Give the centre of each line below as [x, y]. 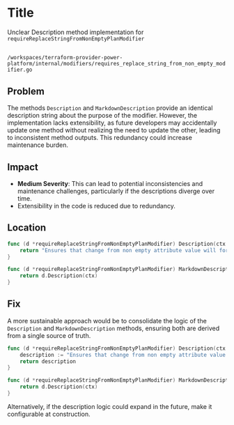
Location [27, 228]
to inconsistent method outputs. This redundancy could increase [100, 138]
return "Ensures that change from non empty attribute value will [118, 250]
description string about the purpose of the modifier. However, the [102, 116]
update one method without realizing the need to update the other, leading [114, 130]
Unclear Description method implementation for [76, 32]
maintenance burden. [38, 145]
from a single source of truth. [49, 335]
